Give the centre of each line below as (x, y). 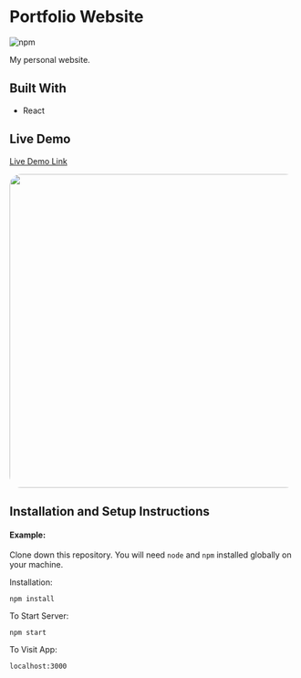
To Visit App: (33, 650)
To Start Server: (39, 616)
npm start (28, 633)
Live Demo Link (39, 161)
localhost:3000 (38, 667)
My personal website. (50, 59)
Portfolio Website (77, 17)
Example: (28, 535)
